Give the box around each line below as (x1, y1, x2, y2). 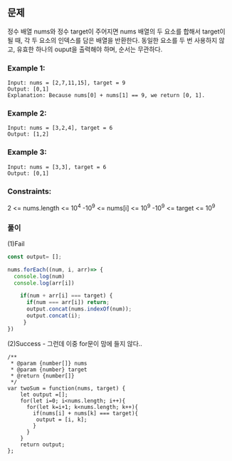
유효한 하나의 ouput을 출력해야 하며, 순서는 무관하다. (16, 45, 163, 54)
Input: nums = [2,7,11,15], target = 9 (7, 79, 126, 87)
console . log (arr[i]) (14, 279, 75, 287)
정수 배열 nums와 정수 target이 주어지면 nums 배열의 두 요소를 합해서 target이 (7, 27, 226, 36)
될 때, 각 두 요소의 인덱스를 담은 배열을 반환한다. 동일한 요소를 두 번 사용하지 (7, 36, 218, 44)
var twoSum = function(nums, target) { (7, 385, 126, 392)
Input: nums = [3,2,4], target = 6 (7, 124, 113, 132)
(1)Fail (7, 239, 25, 248)
